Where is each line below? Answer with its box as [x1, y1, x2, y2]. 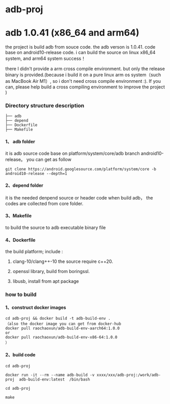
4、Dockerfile [5, 237, 36, 243]
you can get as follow [26, 156, 71, 162]
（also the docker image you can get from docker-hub [5, 321, 122, 327]
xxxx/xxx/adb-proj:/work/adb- [96, 372, 161, 377]
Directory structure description [5, 102, 85, 109]
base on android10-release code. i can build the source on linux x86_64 [5, 50, 156, 56]
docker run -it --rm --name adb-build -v [5, 372, 95, 377]
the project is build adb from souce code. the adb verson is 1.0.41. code [5, 44, 156, 50]
